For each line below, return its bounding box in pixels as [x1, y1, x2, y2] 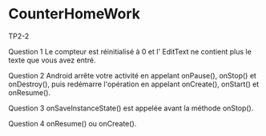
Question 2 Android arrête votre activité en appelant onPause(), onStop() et [8, 70, 256, 80]
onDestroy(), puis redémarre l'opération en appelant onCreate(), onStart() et [8, 79, 260, 89]
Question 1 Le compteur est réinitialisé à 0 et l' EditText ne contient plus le [8, 46, 252, 56]
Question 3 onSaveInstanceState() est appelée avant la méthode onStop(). [8, 103, 254, 113]
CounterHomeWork [8, 5, 141, 23]
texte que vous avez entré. [8, 55, 96, 65]
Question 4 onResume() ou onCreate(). [8, 118, 137, 128]
